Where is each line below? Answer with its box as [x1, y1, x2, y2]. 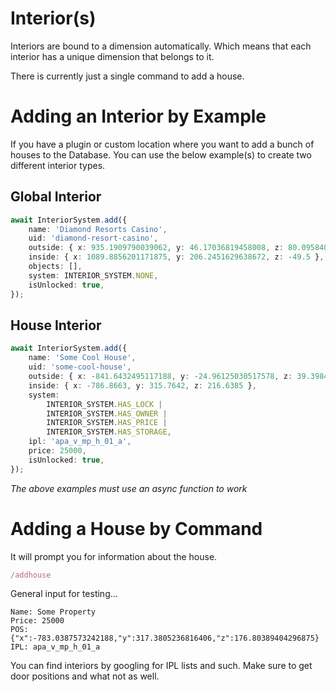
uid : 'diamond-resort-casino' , [28, 233, 159, 244]
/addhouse [10, 570, 52, 580]
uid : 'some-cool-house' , [28, 362, 132, 372]
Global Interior [10, 188, 102, 206]
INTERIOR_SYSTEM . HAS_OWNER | [46, 408, 168, 419]
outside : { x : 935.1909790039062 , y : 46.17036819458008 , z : [28, 243, 284, 253]
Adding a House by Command [10, 517, 263, 540]
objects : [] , [28, 262, 83, 272]
